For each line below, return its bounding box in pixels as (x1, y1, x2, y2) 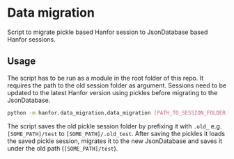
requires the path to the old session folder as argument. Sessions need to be (7, 81, 227, 90)
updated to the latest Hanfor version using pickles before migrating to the (7, 88, 218, 97)
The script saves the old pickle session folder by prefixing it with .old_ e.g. (7, 122, 222, 130)
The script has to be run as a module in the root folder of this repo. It (7, 74, 204, 82)
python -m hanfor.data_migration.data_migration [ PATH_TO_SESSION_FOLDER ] (7, 109, 229, 116)
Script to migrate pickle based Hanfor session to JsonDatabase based (7, 28, 208, 36)
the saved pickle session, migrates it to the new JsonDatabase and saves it (7, 137, 223, 145)
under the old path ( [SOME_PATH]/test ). (7, 144, 118, 152)
